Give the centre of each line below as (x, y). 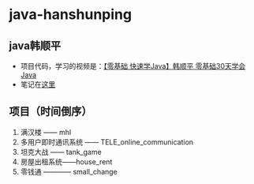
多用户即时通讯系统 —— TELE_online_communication (107, 142)
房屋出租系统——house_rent (66, 161)
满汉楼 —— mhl (46, 132)
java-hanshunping (71, 15)
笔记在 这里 (38, 84)
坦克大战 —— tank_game (61, 152)
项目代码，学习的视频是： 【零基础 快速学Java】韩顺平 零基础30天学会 (133, 66)
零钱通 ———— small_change (69, 171)
